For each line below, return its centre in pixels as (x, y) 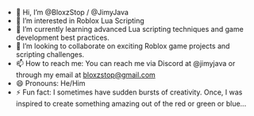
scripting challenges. (50, 54)
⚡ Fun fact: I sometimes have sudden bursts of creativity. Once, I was (129, 92)
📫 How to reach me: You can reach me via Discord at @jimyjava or (125, 63)
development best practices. (62, 37)
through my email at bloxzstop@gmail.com (86, 75)
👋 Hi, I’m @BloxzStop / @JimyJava (72, 12)
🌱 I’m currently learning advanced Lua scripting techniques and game (129, 29)
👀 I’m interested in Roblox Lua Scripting (80, 21)
